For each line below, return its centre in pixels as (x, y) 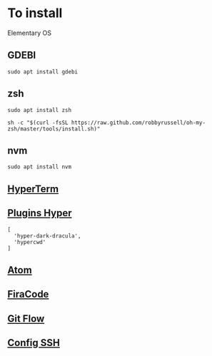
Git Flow (26, 319)
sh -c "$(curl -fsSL (38, 123)
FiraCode (28, 294)
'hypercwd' (30, 242)
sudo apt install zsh (40, 110)
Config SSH (34, 343)
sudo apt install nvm (40, 167)
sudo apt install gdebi (43, 72)
